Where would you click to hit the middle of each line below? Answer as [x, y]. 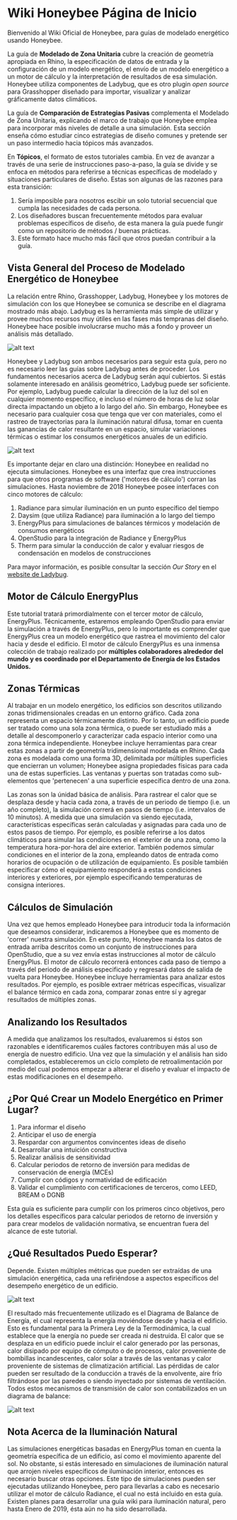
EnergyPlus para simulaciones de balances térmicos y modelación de [119, 523]
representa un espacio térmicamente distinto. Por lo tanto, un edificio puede [118, 721]
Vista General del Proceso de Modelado [96, 268]
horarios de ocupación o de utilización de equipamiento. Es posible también [118, 862]
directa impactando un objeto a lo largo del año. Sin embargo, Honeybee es [117, 406]
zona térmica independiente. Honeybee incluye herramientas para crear [112, 743]
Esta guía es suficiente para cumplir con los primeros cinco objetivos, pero [116, 1208]
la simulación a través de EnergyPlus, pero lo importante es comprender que [119, 629]
